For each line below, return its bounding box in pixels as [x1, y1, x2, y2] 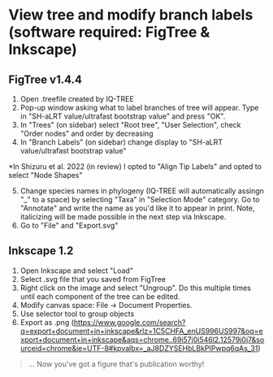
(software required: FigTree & [8, 23, 210, 41]
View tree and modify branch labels [8, 6, 253, 24]
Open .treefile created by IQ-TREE [19, 94, 134, 103]
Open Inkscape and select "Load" [19, 266, 134, 275]
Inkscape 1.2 [8, 244, 74, 258]
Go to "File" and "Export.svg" [19, 221, 119, 230]
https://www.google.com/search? [73, 317, 186, 327]
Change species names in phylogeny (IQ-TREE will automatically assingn [19, 186, 264, 196]
